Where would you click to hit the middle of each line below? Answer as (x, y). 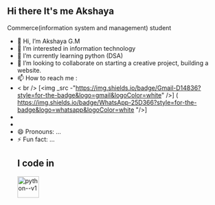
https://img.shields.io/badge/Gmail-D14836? (138, 88)
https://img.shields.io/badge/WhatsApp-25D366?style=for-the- (107, 102)
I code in (36, 164)
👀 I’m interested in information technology (76, 48)
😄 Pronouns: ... (39, 131)
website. (29, 70)
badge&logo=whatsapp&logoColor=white (76, 110)
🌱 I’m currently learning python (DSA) (70, 56)
